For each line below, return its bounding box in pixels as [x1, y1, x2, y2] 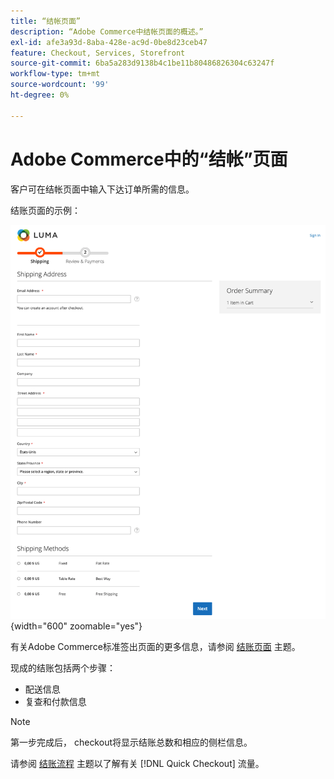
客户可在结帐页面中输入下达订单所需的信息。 [10, 183, 195, 195]
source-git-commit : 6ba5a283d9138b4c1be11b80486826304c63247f [10, 58, 275, 69]
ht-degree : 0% [10, 90, 70, 100]
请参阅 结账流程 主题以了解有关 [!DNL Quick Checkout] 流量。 [10, 757, 265, 769]
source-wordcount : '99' [10, 80, 110, 90]
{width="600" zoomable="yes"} [10, 620, 143, 632]
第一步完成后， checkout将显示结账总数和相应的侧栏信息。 [10, 736, 253, 748]
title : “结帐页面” [10, 16, 82, 26]
